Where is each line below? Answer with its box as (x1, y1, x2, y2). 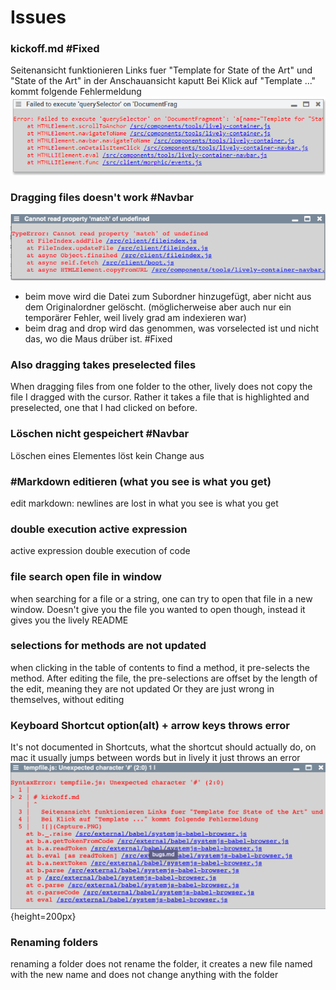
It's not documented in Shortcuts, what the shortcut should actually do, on (10, 741, 317, 753)
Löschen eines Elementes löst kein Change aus (10, 449, 205, 461)
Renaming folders (10, 935, 99, 949)
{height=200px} (10, 910, 77, 922)
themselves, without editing (10, 693, 125, 705)
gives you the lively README (10, 614, 129, 626)
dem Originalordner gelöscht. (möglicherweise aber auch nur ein (24, 301, 292, 313)
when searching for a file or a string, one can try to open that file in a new (10, 592, 313, 605)
